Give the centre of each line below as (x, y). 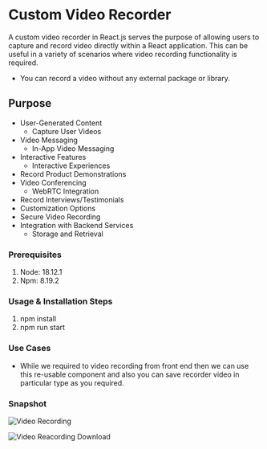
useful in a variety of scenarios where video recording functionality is (123, 54)
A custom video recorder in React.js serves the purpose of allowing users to (134, 37)
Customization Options (58, 208)
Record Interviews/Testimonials (72, 199)
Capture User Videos (67, 131)
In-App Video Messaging (73, 148)
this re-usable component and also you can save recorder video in (129, 374)
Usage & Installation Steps (61, 301)
